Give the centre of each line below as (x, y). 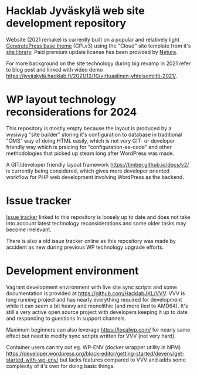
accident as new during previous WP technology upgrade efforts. (85, 247)
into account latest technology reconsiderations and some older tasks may (96, 223)
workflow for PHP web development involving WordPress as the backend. (95, 177)
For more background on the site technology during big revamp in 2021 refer (98, 63)
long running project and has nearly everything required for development (94, 299)
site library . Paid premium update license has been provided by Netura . (92, 52)
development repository (66, 23)
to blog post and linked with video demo (55, 69)
